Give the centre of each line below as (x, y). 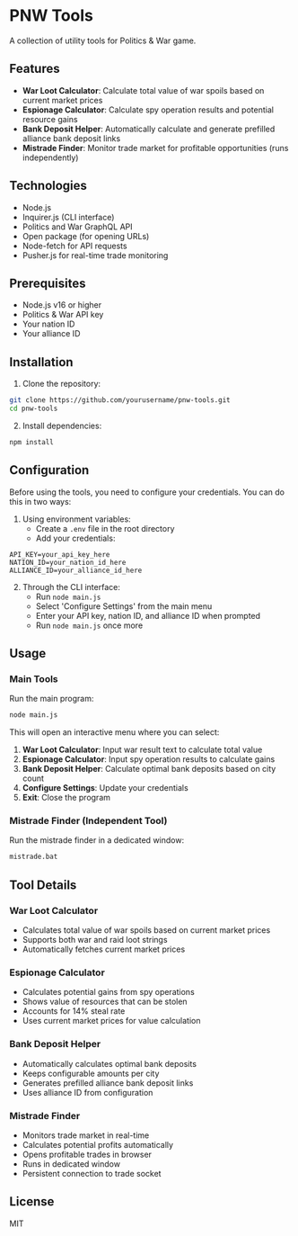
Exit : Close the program (66, 798)
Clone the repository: (61, 384)
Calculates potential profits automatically (97, 1144)
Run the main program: (52, 699)
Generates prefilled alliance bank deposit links (108, 1083)
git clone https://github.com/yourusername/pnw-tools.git (120, 400)
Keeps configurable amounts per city (91, 1073)
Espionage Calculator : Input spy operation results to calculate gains (149, 759)
